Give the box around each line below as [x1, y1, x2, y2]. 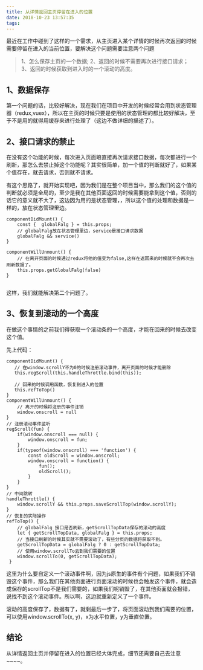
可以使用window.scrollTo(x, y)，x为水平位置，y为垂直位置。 [6, 613, 155, 620]
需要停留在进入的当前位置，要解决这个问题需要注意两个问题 [6, 45, 155, 52]
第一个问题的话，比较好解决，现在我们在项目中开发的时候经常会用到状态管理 [6, 102, 197, 109]
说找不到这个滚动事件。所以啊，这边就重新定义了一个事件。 [6, 593, 155, 600]
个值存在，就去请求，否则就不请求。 [6, 169, 97, 176]
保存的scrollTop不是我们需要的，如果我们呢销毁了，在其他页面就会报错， [11, 585, 193, 592]
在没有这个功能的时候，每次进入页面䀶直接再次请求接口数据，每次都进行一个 [6, 153, 197, 161]
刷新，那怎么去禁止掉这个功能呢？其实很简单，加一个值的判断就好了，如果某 [6, 161, 197, 168]
